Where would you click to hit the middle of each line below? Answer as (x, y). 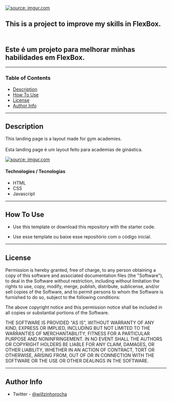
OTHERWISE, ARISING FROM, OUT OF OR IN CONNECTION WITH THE (80, 355)
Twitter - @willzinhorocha (40, 394)
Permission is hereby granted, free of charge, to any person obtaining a (81, 270)
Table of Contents (28, 78)
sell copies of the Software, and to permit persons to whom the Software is (84, 292)
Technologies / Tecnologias (35, 171)
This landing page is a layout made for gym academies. (63, 139)
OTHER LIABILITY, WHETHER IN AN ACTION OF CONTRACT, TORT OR (80, 350)
